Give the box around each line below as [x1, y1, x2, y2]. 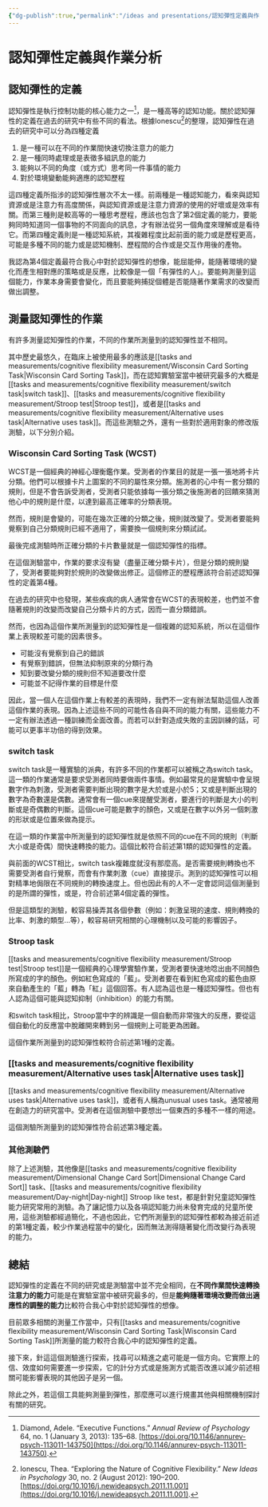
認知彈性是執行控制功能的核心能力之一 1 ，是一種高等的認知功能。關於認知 [8, 105, 249, 116]
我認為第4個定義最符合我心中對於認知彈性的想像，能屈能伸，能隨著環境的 [8, 256, 251, 266]
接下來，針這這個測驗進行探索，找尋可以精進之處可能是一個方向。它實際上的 [8, 1353, 260, 1363]
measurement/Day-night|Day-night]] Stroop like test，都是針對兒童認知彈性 [8, 1193, 257, 1202]
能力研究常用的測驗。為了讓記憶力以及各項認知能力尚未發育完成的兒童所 [8, 1202, 246, 1212]
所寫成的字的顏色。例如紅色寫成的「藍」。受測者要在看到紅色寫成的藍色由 [8, 973, 250, 983]
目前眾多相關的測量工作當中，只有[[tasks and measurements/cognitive [8, 1318, 241, 1327]
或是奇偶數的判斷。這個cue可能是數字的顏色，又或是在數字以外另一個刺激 [14, 805, 258, 814]
